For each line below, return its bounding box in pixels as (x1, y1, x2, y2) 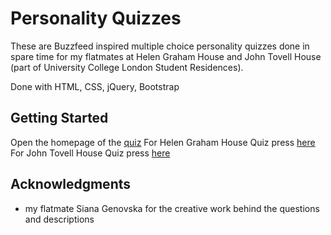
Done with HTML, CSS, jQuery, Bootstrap (10, 80, 180, 92)
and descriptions (24, 213, 95, 225)
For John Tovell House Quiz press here (10, 147, 171, 159)
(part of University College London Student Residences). (10, 61, 244, 73)
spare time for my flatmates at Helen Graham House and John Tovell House (10, 50, 322, 62)
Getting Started (10, 110, 109, 127)
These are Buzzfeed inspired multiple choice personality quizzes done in (10, 40, 310, 52)
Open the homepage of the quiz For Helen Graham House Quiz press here (10, 136, 316, 148)
